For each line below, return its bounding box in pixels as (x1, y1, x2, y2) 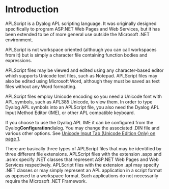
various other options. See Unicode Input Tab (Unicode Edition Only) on (5, 130, 156, 136)
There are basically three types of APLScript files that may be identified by (5, 145, 162, 151)
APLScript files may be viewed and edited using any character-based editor (5, 67, 164, 73)
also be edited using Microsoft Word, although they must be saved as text (5, 78, 160, 84)
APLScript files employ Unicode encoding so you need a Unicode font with (5, 93, 162, 99)
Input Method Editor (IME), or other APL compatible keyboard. (5, 110, 135, 116)
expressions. (5, 57, 32, 63)
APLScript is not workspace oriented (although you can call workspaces (5, 46, 157, 52)
